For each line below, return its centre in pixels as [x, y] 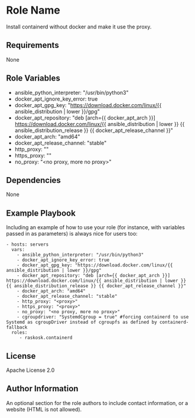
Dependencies [33, 180]
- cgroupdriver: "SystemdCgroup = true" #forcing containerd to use [103, 317]
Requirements [32, 45]
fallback [17, 327]
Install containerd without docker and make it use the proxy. [79, 27]
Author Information [42, 389]
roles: [19, 333]
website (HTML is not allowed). [44, 409]
